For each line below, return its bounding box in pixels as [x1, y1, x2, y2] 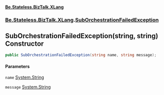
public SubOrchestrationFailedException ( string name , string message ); [5, 53, 157, 58]
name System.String [5, 75, 44, 81]
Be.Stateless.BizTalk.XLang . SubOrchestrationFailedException [5, 16, 159, 23]
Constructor [5, 39, 44, 48]
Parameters [5, 63, 30, 69]
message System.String [5, 84, 51, 90]
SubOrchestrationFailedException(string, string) [5, 31, 159, 40]
